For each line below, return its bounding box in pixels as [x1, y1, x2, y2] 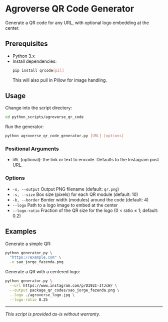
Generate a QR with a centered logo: [5, 269, 80, 275]
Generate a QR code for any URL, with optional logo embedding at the [5, 20, 149, 26]
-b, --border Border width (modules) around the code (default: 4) [12, 196, 149, 202]
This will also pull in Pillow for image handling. [12, 77, 107, 83]
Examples [5, 227, 36, 236]
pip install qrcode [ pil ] [12, 68, 64, 73]
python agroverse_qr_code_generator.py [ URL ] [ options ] [5, 134, 124, 139]
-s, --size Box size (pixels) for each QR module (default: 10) [12, 191, 138, 197]
